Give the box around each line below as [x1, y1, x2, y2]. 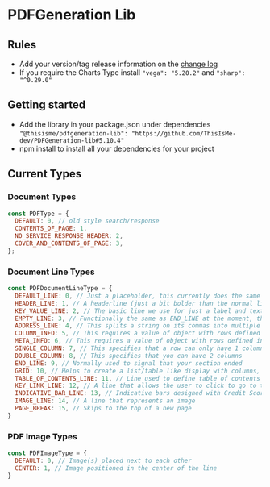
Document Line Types [7, 266, 95, 277]
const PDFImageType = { [7, 449, 88, 457]
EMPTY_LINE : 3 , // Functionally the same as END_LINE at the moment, [15, 314, 253, 323]
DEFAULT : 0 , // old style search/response [15, 217, 160, 225]
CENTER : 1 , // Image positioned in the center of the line [15, 464, 218, 472]
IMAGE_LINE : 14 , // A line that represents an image [15, 397, 196, 405]
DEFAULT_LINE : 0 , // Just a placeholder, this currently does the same [15, 292, 261, 300]
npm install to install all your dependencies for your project [19, 144, 214, 153]
